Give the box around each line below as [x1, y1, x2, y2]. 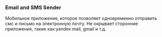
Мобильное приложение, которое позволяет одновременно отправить [5, 15, 157, 21]
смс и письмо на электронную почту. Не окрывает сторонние [5, 20, 138, 26]
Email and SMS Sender [5, 4, 61, 11]
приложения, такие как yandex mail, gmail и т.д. [5, 26, 106, 32]
